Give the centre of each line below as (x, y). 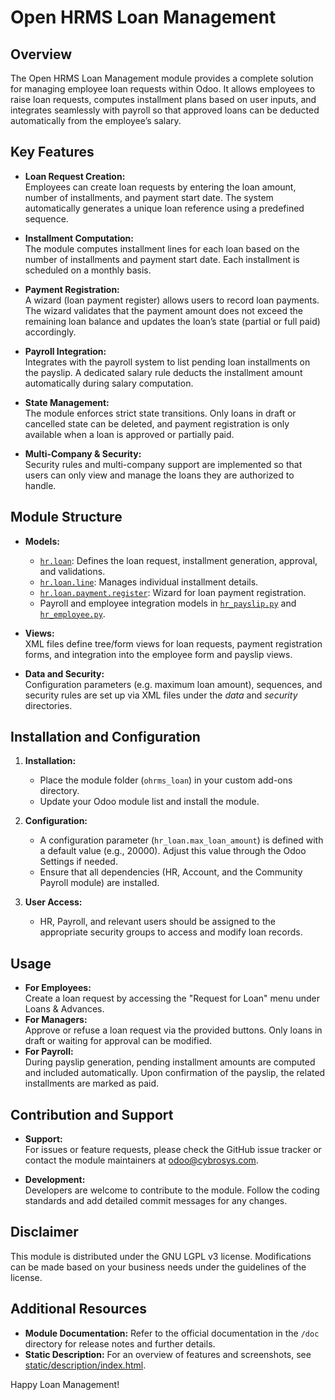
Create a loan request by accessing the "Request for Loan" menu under (172, 998)
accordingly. (50, 332)
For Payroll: (49, 1052)
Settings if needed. (78, 862)
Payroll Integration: (65, 351)
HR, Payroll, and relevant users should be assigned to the (157, 922)
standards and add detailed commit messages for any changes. (156, 1201)
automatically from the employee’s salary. (96, 120)
